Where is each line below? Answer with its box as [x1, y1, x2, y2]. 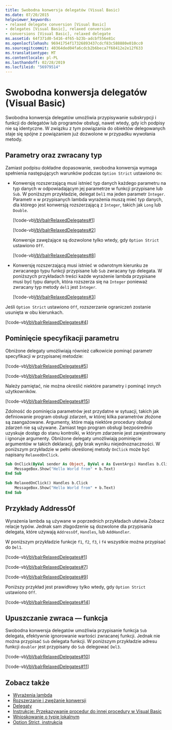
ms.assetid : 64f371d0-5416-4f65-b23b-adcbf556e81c [5, 36, 116, 41]
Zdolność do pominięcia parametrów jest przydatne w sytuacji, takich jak [5, 408, 160, 414]
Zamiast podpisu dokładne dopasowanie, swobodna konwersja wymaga [5, 164, 157, 170]
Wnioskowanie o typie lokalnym [12, 714, 80, 720]
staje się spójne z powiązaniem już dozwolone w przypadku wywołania [5, 131, 156, 137]
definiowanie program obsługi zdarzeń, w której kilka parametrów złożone [5, 413, 161, 420]
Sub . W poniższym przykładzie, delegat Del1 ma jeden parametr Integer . [12, 190, 165, 197]
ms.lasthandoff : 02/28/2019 [5, 60, 66, 65]
